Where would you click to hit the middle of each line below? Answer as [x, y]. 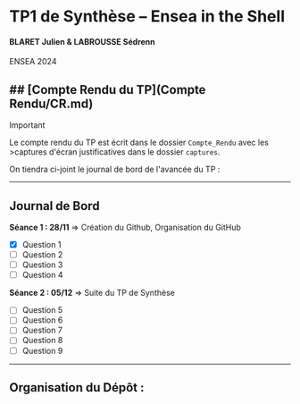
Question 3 [42, 265]
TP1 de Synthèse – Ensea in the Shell [147, 17]
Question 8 [42, 341]
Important [27, 125]
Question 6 [42, 320]
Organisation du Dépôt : [77, 387]
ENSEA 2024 [33, 62]
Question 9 [42, 350]
